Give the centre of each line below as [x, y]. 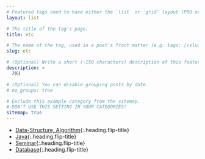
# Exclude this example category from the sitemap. [73, 102]
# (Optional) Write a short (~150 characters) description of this [94, 62]
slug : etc [19, 51]
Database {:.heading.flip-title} [52, 150]
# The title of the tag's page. [47, 29]
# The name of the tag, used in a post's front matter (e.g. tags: [94, 46]
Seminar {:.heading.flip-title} [50, 143]
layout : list [23, 18]
